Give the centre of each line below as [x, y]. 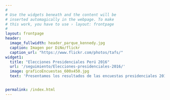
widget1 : [14, 57]
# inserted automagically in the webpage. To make [60, 19]
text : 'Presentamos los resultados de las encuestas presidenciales [83, 76]
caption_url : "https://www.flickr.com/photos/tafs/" [67, 52]
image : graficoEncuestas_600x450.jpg [50, 72]
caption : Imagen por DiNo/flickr [45, 48]
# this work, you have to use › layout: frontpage [60, 24]
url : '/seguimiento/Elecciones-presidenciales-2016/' [68, 66]
